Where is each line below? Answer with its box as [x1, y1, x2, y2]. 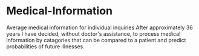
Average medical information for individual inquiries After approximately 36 [6, 24, 194, 31]
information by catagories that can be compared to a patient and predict [6, 36, 186, 43]
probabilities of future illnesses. [6, 43, 85, 50]
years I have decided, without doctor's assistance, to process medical [6, 30, 181, 37]
